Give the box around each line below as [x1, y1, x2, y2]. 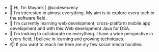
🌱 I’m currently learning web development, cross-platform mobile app [9, 20, 151, 26]
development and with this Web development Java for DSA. [9, 26, 131, 31]
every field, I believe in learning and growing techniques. [9, 36, 125, 42]
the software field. [9, 15, 47, 21]
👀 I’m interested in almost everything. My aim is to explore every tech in [9, 10, 155, 16]
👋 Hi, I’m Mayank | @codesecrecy [9, 5, 79, 10]
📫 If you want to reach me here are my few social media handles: [9, 42, 143, 47]
